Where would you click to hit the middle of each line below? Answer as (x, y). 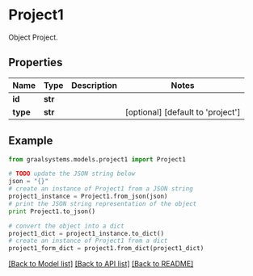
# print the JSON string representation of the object (103, 203)
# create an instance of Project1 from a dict (88, 241)
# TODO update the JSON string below (72, 174)
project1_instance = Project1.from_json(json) (88, 197)
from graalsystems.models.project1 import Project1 (97, 159)
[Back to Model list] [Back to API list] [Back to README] (101, 264)
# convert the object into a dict (67, 226)
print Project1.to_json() (52, 211)
